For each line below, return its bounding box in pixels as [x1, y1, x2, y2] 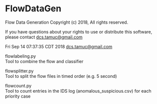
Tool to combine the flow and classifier [5, 58, 83, 64]
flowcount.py [5, 82, 32, 89]
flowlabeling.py [5, 53, 36, 59]
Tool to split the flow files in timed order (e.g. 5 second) [5, 73, 117, 79]
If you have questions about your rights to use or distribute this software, [5, 29, 153, 35]
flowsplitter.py [5, 68, 34, 74]
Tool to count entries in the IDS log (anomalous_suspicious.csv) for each [5, 88, 152, 94]
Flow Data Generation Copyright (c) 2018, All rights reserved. [5, 19, 129, 25]
